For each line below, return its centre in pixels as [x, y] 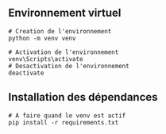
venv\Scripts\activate [46, 59]
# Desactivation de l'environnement [69, 66]
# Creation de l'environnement [60, 31]
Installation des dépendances [83, 97]
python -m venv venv [42, 38]
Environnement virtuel [65, 13]
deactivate [26, 73]
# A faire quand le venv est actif [67, 115]
